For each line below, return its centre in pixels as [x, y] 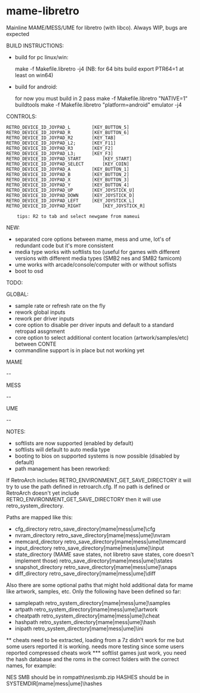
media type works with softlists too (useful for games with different [97, 252]
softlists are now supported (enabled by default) [74, 443]
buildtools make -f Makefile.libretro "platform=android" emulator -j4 [98, 105]
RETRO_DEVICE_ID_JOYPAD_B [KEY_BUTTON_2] [68, 174]
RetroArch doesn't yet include [43, 493]
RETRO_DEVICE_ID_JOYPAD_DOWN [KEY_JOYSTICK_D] [70, 195]
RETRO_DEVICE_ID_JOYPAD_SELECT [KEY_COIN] [68, 164]
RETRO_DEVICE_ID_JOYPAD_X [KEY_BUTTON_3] [68, 180]
